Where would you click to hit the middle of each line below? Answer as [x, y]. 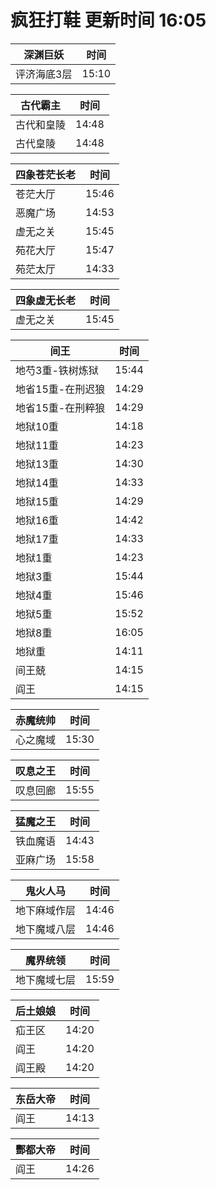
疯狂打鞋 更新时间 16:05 [108, 20]
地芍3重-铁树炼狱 [57, 370]
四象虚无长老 [46, 300]
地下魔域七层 [46, 979]
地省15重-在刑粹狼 [60, 408]
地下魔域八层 [46, 929]
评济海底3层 [44, 74]
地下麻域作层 [46, 910]
